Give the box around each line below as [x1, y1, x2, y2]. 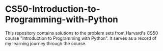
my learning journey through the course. [5, 40, 87, 46]
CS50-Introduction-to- [5, 3, 101, 15]
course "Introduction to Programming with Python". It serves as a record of [5, 35, 157, 41]
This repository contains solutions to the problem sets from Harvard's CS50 [5, 30, 158, 36]
